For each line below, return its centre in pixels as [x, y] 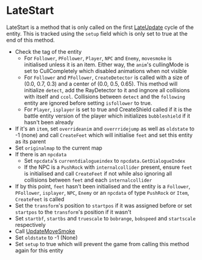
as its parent [30, 141]
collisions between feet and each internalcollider [88, 180]
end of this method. [31, 40]
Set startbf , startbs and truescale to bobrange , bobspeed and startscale [105, 218]
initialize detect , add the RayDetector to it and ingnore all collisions [107, 90]
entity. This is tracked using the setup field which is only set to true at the [97, 33]
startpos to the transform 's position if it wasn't [73, 212]
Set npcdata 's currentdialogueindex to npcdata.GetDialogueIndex [105, 160]
